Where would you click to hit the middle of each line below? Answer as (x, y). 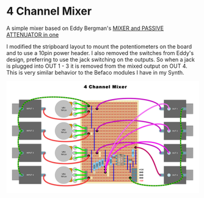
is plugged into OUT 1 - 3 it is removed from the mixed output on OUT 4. (97, 66)
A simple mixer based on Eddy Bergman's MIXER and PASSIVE (85, 28)
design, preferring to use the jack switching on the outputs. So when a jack (101, 59)
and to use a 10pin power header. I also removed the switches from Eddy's (100, 53)
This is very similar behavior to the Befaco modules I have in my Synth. (95, 72)
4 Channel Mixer (49, 11)
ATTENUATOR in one (33, 34)
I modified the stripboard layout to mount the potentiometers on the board (99, 46)
